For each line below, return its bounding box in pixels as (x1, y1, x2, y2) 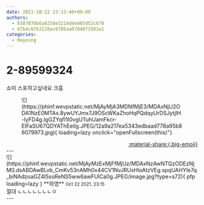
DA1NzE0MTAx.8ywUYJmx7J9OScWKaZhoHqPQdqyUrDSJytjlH (21, 109, 182, 116)
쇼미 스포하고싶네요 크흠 (6, 84, 64, 91)
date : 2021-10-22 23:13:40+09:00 (6, 9, 91, 15)
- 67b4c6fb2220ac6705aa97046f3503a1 (12, 26, 104, 32)
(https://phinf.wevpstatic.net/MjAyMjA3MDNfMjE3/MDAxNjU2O (21, 103, 180, 110)
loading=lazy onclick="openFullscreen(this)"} (58, 128, 172, 136)
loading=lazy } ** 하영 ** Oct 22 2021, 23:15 (6, 180, 105, 187)
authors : (6, 15, 29, 21)
